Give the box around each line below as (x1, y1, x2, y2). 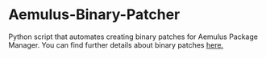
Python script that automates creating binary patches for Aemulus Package (8, 32, 258, 41)
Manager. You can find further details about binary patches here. (8, 40, 224, 49)
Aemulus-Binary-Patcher (8, 6, 181, 24)
